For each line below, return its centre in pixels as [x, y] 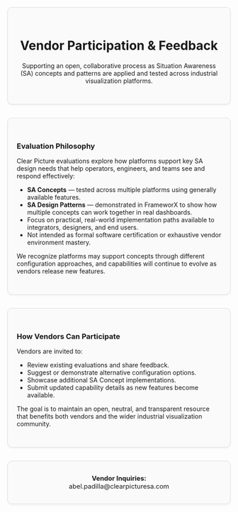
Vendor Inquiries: [119, 479]
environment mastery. [59, 243]
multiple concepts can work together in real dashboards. [110, 212]
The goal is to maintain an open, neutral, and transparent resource [113, 409]
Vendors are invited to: [50, 351]
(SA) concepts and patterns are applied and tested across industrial [119, 74]
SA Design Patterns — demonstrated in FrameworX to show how [122, 205]
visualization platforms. [119, 81]
